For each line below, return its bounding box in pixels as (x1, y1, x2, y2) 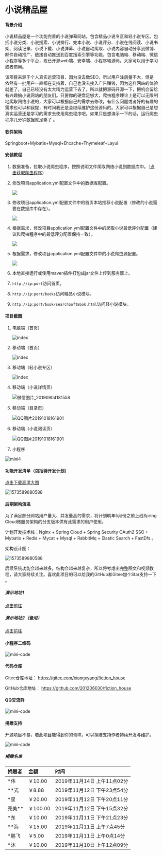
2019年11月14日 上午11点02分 (55, 778, 129, 784)
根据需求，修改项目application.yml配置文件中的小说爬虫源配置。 (12, 250, 141, 256)
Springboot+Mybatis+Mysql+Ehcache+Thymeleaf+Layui (5, 140, 118, 146)
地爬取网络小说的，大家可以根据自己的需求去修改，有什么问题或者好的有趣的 (5, 98, 158, 105)
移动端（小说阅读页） (12, 426, 55, 431)
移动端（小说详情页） (12, 384, 55, 390)
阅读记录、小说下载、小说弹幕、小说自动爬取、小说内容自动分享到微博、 (13, 46, 158, 52)
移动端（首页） (12, 345, 42, 351)
